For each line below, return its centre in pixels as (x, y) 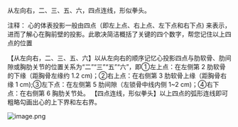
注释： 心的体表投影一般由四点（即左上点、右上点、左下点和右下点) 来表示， (119, 25)
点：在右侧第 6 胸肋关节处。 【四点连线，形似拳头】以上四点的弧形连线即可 (118, 93)
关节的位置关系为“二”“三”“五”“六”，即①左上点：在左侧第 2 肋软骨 (129, 67)
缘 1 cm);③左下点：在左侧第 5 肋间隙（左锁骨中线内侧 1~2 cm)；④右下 (113, 84)
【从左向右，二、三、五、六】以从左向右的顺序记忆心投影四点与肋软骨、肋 (116, 58)
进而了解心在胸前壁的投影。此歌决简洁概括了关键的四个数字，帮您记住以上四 (119, 34)
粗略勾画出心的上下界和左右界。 (54, 102)
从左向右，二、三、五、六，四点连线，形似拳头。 (79, 10)
